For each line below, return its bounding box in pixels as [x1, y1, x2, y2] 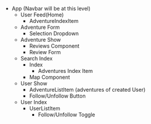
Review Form [29, 49, 61, 55]
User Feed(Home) [20, 11, 64, 18]
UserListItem [29, 105, 61, 112]
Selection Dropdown [29, 30, 79, 37]
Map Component [29, 73, 71, 81]
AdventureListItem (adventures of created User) [29, 86, 146, 93]
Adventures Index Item [38, 68, 93, 74]
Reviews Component [29, 42, 80, 49]
